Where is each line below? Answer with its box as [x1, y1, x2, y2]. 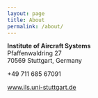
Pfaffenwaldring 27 [7, 49, 62, 57]
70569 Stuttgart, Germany [7, 57, 82, 65]
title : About [7, 17, 45, 23]
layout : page [7, 10, 45, 17]
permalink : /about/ [7, 23, 64, 30]
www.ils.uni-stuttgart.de [7, 84, 76, 92]
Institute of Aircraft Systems [7, 42, 91, 50]
